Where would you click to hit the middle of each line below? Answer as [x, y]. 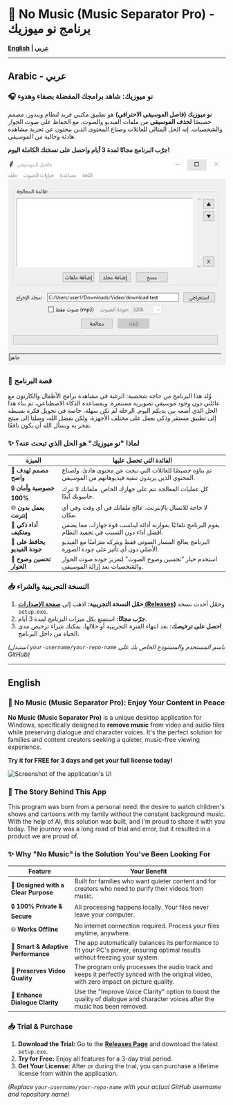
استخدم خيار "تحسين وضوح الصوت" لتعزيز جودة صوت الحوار [140, 559]
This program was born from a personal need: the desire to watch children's [116, 807]
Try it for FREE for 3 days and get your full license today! [90, 761]
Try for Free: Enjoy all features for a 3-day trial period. [95, 1059]
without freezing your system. [117, 957]
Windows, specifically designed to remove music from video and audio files [116, 725]
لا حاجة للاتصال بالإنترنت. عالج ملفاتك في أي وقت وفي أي [135, 508]
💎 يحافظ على [28, 542]
